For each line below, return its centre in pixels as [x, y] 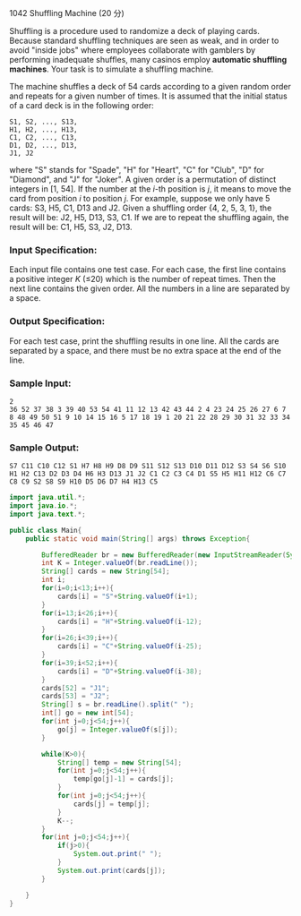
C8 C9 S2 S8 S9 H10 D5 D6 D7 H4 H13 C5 [84, 482]
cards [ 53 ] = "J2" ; [76, 697]
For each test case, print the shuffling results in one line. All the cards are [144, 341]
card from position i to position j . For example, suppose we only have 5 [140, 198]
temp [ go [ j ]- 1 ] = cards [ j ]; [124, 779]
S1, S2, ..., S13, [43, 122]
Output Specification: [57, 321]
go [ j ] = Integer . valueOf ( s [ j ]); [117, 729]
